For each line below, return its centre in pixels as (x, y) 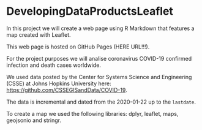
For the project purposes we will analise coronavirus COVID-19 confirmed (99, 58)
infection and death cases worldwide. (54, 65)
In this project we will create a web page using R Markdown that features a (100, 28)
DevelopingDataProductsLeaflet (90, 11)
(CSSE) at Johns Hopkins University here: (59, 83)
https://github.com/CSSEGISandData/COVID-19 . (67, 90)
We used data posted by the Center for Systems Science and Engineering (99, 77)
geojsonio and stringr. (34, 120)
